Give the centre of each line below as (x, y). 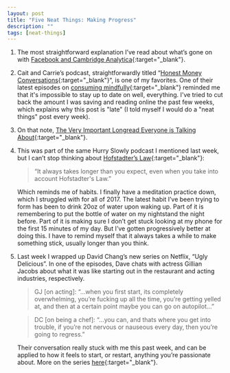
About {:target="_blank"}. (52, 138)
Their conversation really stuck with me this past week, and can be (112, 348)
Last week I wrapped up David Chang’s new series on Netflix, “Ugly (112, 257)
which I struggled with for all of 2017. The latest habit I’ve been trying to (118, 200)
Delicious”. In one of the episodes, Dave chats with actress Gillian (110, 264)
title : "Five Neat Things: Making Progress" (72, 20)
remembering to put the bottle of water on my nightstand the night (111, 214)
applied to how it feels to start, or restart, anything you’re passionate (114, 355)
